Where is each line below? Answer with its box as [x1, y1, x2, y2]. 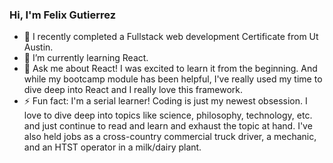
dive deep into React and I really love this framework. [23, 84, 244, 96]
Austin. [23, 41, 54, 53]
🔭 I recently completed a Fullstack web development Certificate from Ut [23, 31, 319, 43]
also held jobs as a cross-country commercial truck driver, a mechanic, [23, 131, 317, 143]
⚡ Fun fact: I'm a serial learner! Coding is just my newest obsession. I [23, 95, 308, 107]
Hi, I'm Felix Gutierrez [9, 8, 116, 22]
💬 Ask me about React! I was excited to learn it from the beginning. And [23, 63, 318, 75]
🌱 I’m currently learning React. [23, 52, 149, 64]
